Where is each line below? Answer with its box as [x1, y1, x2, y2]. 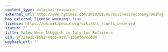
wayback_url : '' [5, 40, 39, 45]
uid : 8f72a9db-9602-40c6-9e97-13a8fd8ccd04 [5, 35, 97, 40]
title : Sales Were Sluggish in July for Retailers [5, 30, 113, 35]
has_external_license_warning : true [5, 16, 81, 21]
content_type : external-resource [5, 7, 75, 12]
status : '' [5, 26, 28, 31]
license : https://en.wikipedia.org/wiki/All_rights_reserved [5, 21, 135, 26]
